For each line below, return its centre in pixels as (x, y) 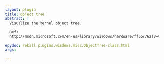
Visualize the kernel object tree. (46, 23)
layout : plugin (20, 9)
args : (10, 50)
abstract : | (17, 18)
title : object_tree (25, 14)
